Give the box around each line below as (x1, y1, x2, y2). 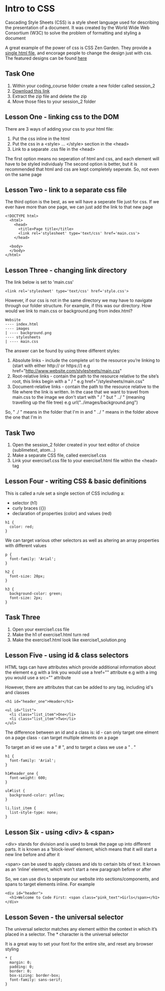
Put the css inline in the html (12, 136, 70, 142)
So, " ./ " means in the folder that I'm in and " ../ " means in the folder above (5, 409, 159, 415)
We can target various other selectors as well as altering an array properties (5, 537, 159, 543)
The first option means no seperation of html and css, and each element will (5, 155, 160, 161)
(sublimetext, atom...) (12, 447, 56, 453)
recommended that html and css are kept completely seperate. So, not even (5, 166, 159, 172)
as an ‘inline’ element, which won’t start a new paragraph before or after (5, 866, 151, 872)
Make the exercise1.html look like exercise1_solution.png (12, 637, 127, 643)
